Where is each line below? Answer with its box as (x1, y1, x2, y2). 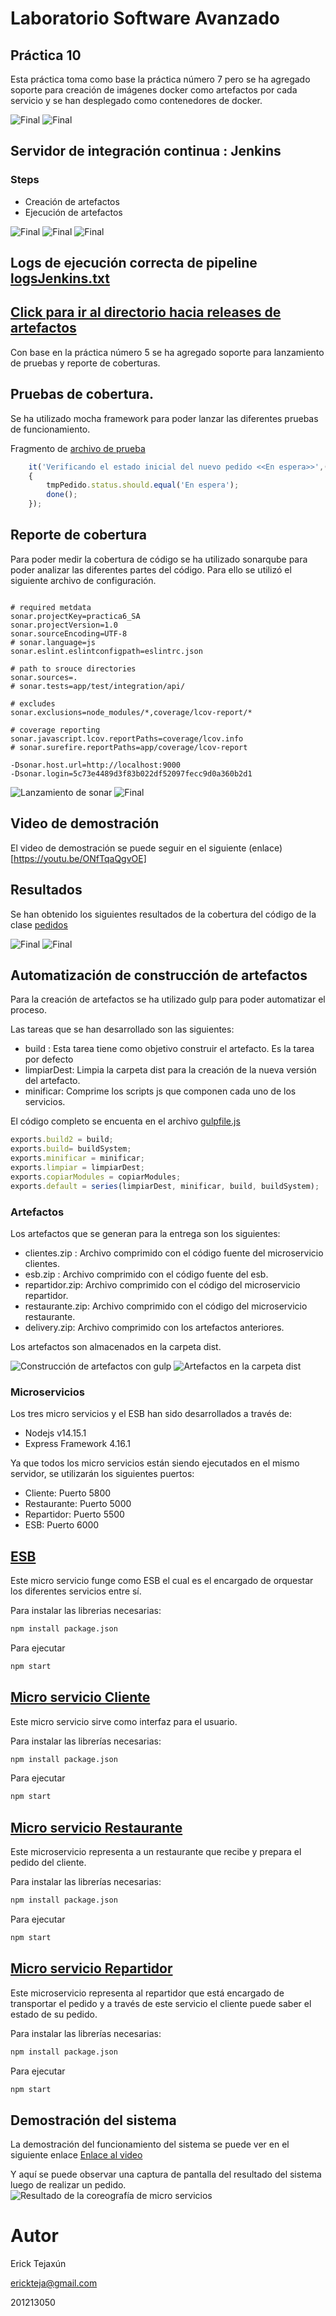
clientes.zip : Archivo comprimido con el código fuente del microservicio (24, 1247, 324, 1259)
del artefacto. (24, 1075, 81, 1087)
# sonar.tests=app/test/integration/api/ (10, 681, 186, 691)
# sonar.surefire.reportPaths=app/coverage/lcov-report (10, 742, 248, 752)
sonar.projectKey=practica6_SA (10, 611, 141, 621)
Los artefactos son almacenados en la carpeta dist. (10, 1340, 222, 1352)
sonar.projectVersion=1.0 (10, 620, 118, 630)
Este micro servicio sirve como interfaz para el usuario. (10, 1715, 238, 1727)
